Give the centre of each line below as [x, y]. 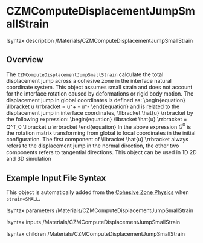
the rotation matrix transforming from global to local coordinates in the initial [101, 133]
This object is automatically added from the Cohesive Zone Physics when [98, 192]
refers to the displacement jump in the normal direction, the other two [93, 146]
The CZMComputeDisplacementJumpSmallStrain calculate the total [85, 74]
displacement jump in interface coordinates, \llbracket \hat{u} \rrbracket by [100, 112]
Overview [25, 60]
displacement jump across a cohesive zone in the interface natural [89, 80]
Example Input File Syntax [56, 177]
